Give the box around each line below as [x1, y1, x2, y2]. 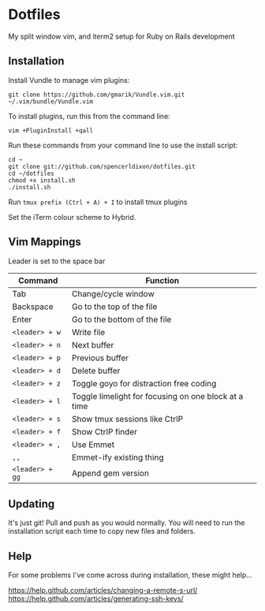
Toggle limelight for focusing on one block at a [71, 390, 244, 401]
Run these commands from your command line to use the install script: [8, 140, 238, 150]
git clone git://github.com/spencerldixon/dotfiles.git [8, 162, 196, 170]
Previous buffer [71, 352, 129, 363]
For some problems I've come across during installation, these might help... [8, 570, 252, 580]
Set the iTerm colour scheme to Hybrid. [8, 212, 136, 222]
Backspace [12, 301, 54, 312]
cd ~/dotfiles [8, 170, 55, 177]
